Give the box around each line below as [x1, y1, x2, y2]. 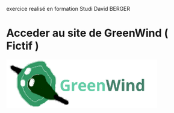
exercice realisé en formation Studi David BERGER [6, 5, 131, 12]
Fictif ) [6, 39, 39, 53]
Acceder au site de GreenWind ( [6, 27, 169, 40]
